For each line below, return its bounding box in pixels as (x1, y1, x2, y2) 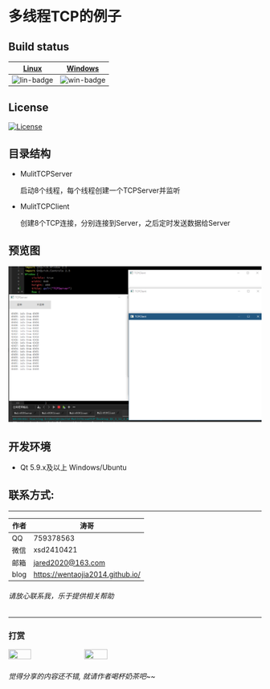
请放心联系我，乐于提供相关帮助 (8, 591, 114, 601)
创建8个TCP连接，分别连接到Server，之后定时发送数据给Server (19, 218, 231, 227)
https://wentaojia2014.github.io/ (33, 569, 141, 579)
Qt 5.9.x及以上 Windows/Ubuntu (19, 463, 127, 472)
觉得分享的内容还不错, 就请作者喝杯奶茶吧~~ (8, 671, 156, 681)
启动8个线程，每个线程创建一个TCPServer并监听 (19, 185, 181, 195)
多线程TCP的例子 (8, 7, 122, 26)
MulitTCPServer (19, 169, 73, 178)
